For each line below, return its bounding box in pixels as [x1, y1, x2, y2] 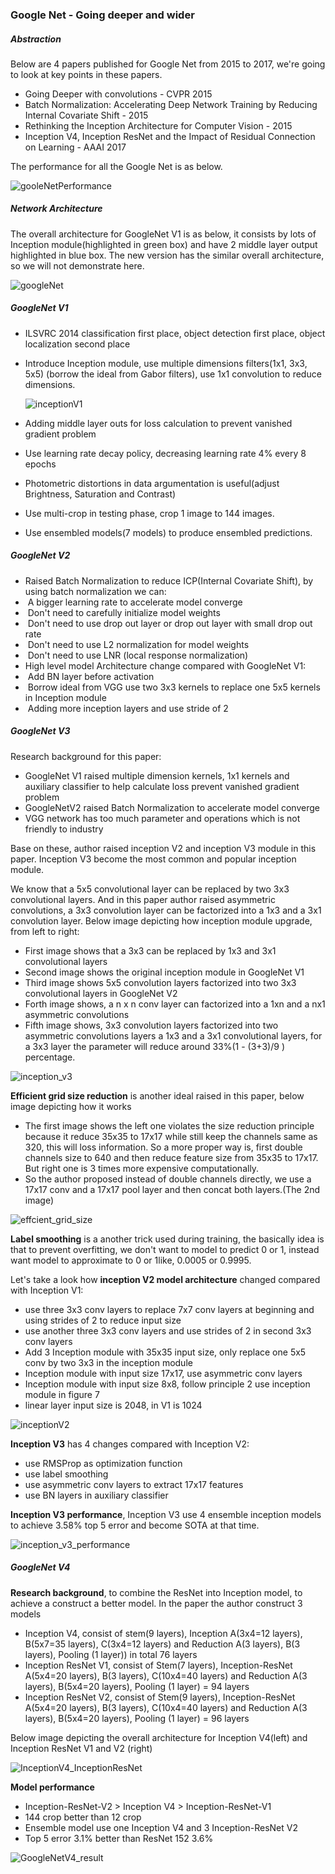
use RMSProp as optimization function [24, 1457, 183, 1469]
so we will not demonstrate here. [10, 259, 145, 272]
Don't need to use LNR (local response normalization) [27, 649, 249, 661]
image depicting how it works [10, 1100, 132, 1112]
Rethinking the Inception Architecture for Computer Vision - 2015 [24, 119, 293, 132]
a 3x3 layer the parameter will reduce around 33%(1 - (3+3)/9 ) [24, 1040, 285, 1052]
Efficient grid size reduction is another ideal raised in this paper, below [10, 1089, 305, 1102]
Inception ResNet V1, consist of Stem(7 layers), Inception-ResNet [24, 1659, 293, 1671]
